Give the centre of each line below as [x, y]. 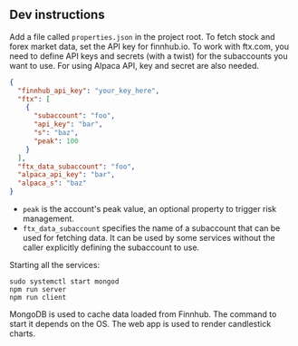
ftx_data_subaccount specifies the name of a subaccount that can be [151, 228]
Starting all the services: [55, 265]
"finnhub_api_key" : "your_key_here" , [89, 91]
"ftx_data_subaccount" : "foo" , [77, 167]
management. [48, 219]
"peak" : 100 [56, 141]
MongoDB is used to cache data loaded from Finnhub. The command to [143, 314]
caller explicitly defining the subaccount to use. [111, 247]
